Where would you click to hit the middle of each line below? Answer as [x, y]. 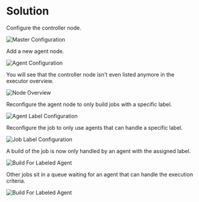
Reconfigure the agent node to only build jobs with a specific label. [89, 104]
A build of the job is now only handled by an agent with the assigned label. [99, 151]
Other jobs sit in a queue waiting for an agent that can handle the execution [100, 174]
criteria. [16, 181]
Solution [28, 11]
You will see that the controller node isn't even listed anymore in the [90, 74]
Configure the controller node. [44, 28]
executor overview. [30, 81]
